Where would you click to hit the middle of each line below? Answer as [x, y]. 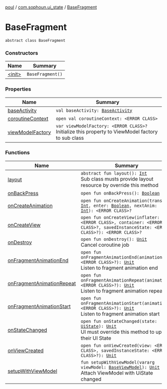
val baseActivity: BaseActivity [94, 110]
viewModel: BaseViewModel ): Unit [120, 367]
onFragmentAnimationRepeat [42, 283]
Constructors [22, 53]
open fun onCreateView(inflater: [120, 217]
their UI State [96, 338]
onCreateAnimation [30, 205]
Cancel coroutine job [105, 245]
